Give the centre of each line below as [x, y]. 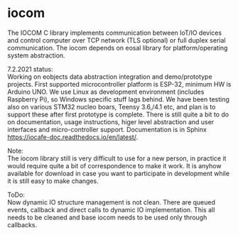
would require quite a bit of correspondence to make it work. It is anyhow [114, 165]
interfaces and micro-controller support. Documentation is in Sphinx [107, 129]
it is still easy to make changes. [53, 181]
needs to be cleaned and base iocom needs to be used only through [107, 217]
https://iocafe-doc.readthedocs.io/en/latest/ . [73, 137]
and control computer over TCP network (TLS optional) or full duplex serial [117, 40]
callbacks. [22, 224]
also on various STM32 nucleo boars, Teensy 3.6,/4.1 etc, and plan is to [112, 106]
